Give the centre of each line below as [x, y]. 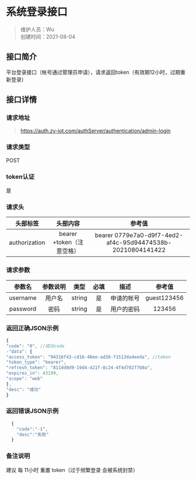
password [23, 309]
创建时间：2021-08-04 [48, 36]
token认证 [20, 176]
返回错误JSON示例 [32, 411]
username [23, 297]
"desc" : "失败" [33, 434]
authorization [27, 242]
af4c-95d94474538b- [139, 242]
